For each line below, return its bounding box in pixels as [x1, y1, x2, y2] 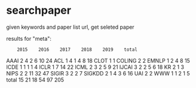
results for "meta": [6, 35, 52, 42]
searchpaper [6, 4, 72, 17]
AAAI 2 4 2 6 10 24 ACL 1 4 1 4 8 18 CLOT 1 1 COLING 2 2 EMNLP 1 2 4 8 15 [6, 57, 190, 64]
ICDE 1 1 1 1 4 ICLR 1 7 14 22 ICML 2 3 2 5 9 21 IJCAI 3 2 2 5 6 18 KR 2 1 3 [6, 63, 184, 71]
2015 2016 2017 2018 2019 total [17, 46, 137, 53]
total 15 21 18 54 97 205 [6, 76, 65, 83]
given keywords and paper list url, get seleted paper [6, 23, 134, 31]
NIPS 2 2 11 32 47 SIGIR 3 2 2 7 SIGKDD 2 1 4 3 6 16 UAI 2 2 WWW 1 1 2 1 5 [6, 69, 190, 77]
